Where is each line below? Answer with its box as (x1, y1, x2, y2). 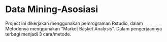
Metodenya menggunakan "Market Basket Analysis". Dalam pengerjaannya (5, 25, 162, 31)
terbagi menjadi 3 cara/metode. (5, 31, 72, 37)
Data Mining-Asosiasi (5, 4, 98, 15)
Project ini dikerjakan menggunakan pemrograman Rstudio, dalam (5, 20, 143, 26)
